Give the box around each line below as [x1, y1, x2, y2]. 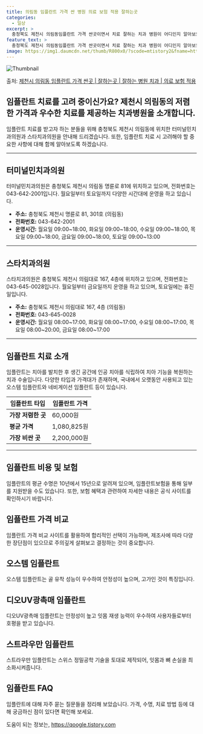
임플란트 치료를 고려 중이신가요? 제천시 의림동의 [6, 97, 174, 107]
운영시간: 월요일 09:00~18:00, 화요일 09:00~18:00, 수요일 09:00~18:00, [14, 226, 190, 233]
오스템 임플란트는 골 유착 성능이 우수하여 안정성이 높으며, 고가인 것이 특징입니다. [6, 576, 195, 583]
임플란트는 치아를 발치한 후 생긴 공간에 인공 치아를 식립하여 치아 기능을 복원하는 [6, 368, 193, 375]
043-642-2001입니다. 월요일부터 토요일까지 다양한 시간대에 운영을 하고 [6, 190, 175, 197]
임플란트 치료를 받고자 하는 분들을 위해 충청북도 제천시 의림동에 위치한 [6, 125, 171, 132]
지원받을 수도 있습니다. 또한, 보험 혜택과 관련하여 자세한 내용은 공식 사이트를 [12, 487, 192, 495]
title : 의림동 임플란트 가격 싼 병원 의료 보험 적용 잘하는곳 [6, 8, 138, 15]
